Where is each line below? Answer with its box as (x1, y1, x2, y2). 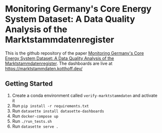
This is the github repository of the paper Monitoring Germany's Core (5, 50, 144, 56)
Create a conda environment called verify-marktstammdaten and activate (12, 92, 158, 98)
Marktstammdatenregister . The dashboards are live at (5, 60, 113, 66)
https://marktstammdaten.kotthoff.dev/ (5, 65, 83, 71)
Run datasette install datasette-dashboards (12, 108, 105, 114)
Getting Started (5, 80, 53, 88)
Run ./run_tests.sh (12, 118, 52, 124)
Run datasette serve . (12, 123, 58, 129)
